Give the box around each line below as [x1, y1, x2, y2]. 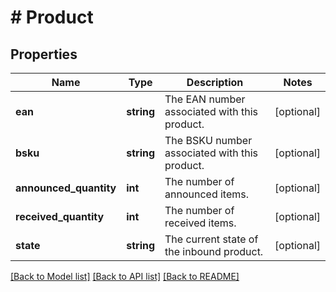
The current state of [164, 232, 259, 246]
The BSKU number [164, 134, 253, 147]
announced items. [164, 187, 250, 201]
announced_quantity [15, 181, 117, 195]
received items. [164, 216, 237, 230]
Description [186, 76, 244, 89]
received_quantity [15, 210, 105, 223]
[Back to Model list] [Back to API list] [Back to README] [10, 271, 240, 282]
